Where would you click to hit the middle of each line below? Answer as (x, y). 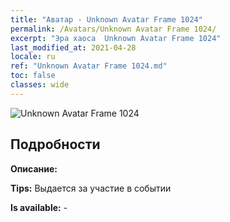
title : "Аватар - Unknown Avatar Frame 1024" (106, 19)
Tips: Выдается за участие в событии (91, 188)
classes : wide (40, 85)
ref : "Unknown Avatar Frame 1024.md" (89, 66)
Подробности (55, 144)
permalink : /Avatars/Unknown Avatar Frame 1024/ (113, 29)
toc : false (33, 76)
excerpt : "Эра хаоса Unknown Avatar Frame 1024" (116, 38)
